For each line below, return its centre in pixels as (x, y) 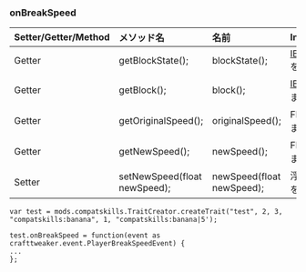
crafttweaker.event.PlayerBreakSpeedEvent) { (97, 244)
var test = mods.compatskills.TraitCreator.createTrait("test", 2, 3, (146, 212)
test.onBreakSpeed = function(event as (85, 236)
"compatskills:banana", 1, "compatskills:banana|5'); (114, 220)
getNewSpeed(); (154, 152)
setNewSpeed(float (160, 176)
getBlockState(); (154, 61)
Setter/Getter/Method (62, 37)
